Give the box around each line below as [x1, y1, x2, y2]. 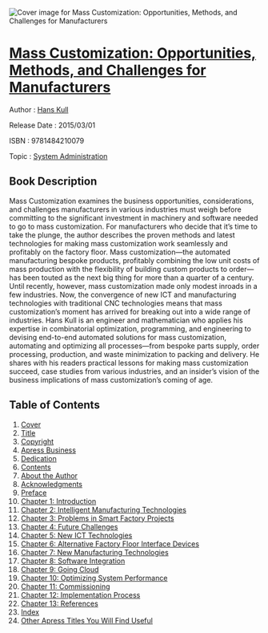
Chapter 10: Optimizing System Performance [20, 573, 168, 582]
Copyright [20, 436, 54, 446]
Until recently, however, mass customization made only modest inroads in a [9, 281, 258, 290]
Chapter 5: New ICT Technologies [20, 530, 133, 540]
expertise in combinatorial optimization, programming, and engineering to [9, 323, 251, 333]
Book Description [9, 175, 98, 189]
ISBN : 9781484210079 [9, 136, 85, 145]
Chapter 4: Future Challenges [20, 521, 118, 531]
